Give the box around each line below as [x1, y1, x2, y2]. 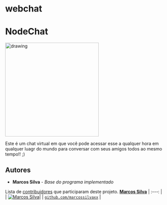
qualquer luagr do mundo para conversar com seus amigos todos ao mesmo [5, 146, 163, 152]
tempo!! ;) [5, 151, 25, 157]
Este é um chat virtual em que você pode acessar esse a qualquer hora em [5, 140, 159, 146]
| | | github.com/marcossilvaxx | [5, 193, 101, 200]
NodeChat [5, 26, 48, 37]
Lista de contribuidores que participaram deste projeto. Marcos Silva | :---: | [5, 188, 163, 194]
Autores [5, 165, 31, 174]
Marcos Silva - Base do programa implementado [12, 178, 114, 185]
